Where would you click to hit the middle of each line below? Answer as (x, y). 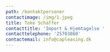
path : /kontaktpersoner (35, 12)
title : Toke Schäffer (33, 23)
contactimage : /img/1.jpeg (39, 17)
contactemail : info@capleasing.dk (49, 39)
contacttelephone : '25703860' (43, 34)
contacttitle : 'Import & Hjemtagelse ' (55, 28)
